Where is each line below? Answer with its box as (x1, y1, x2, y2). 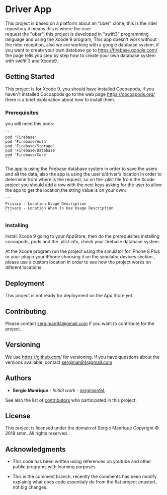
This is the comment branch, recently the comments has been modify (12, 473, 157, 480)
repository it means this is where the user (5, 25, 92, 31)
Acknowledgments (5, 445, 66, 454)
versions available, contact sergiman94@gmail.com (5, 359, 112, 365)
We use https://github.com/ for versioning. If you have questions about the (5, 354, 160, 360)
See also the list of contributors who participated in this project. (5, 397, 137, 403)
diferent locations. (5, 264, 43, 270)
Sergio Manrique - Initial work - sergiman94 (12, 387, 105, 393)
